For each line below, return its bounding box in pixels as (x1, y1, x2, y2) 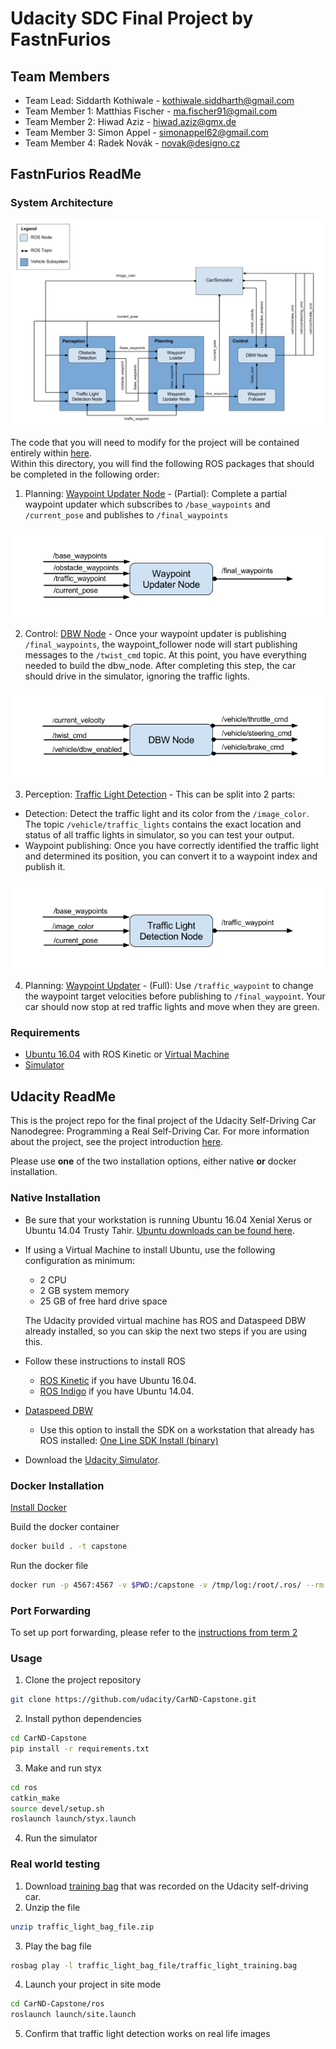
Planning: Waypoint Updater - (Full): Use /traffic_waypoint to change (24, 980, 314, 992)
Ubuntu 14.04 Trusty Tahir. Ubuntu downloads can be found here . (24, 1224, 295, 1236)
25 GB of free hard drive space (39, 1295, 168, 1307)
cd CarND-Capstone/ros (10, 1999, 105, 2009)
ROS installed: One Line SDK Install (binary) (39, 1434, 219, 1446)
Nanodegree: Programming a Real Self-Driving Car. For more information (10, 1125, 310, 1137)
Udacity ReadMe (10, 1088, 117, 1105)
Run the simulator (24, 1832, 98, 1844)
